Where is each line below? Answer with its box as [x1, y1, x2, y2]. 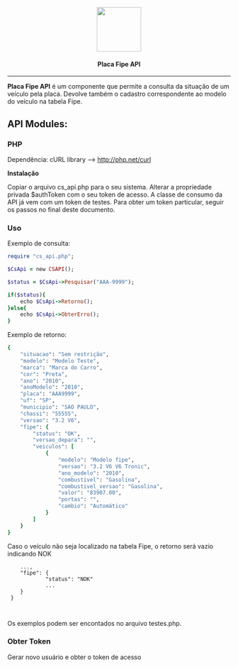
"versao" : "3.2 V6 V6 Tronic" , [57, 463, 151, 470]
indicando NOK [7, 549, 52, 558]
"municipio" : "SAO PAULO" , [20, 404, 100, 411]
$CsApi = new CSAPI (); [7, 266, 74, 273]
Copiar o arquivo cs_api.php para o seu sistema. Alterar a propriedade [7, 182, 212, 191]
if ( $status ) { [7, 291, 46, 298]
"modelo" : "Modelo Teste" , [20, 357, 100, 365]
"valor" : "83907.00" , [57, 490, 122, 497]
